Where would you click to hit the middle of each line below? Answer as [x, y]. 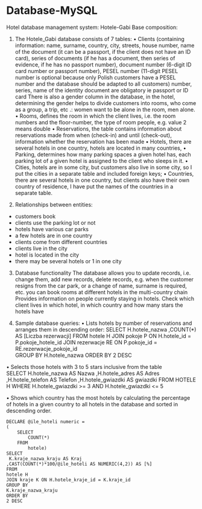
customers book [35, 216]
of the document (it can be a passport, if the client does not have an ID [103, 51]
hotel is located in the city [47, 255]
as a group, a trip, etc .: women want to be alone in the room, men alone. [105, 109]
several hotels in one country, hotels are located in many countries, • [101, 148]
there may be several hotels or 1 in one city [68, 261]
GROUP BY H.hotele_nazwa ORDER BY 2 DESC [74, 355]
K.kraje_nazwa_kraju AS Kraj [46, 459]
